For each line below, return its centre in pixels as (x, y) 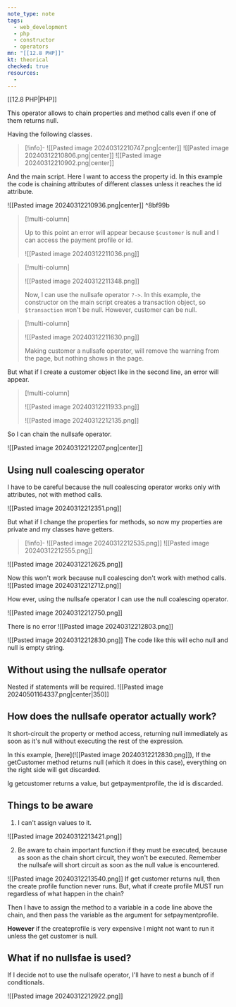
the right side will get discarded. (54, 769)
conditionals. (26, 982)
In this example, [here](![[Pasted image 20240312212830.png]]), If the (109, 754)
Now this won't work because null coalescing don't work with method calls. (117, 578)
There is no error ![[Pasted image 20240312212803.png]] (91, 627)
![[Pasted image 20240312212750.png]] (65, 613)
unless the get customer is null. (53, 936)
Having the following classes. (50, 134)
